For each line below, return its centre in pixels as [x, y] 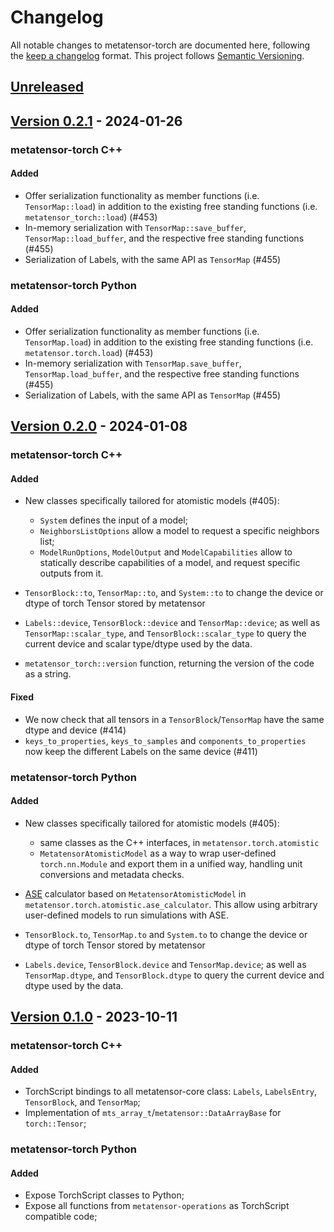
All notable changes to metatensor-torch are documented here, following [160, 45]
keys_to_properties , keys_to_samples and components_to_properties [165, 740]
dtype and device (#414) [75, 730]
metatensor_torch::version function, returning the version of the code [169, 663]
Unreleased [47, 87]
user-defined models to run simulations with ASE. [126, 915]
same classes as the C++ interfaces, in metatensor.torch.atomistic [179, 842]
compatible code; [61, 1217]
